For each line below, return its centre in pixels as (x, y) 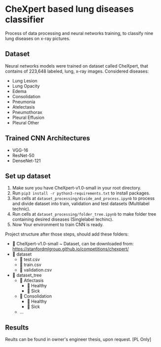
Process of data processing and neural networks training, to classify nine (79, 33)
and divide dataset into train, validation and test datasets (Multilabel (81, 204)
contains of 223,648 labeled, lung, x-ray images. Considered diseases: (77, 71)
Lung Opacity (26, 86)
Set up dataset (28, 176)
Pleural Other (26, 122)
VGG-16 (20, 150)
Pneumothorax (27, 112)
